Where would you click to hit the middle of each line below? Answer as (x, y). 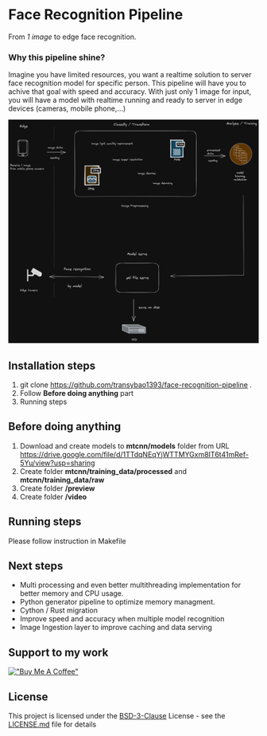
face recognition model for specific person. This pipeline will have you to (127, 83)
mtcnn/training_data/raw (62, 480)
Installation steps (52, 365)
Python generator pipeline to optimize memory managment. (118, 602)
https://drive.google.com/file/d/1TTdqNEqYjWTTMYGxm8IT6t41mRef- (134, 454)
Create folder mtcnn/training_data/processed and (103, 471)
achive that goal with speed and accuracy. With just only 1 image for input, (130, 92)
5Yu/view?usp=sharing (57, 463)
